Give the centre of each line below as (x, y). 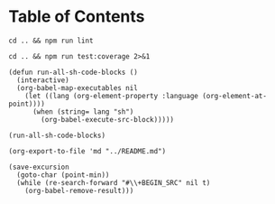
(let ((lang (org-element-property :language (112, 96)
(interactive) (43, 80)
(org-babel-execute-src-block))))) (108, 119)
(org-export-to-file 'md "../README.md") (87, 151)
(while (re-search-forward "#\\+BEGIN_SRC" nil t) (114, 182)
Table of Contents (77, 17)
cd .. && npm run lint (51, 41)
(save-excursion (39, 167)
